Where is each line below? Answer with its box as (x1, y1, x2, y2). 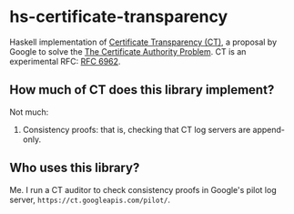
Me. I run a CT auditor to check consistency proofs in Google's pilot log (9, 184, 277, 195)
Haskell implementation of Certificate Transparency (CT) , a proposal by (9, 36, 278, 47)
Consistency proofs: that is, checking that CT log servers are (22, 124, 251, 135)
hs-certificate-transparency (9, 6, 228, 27)
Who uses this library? (9, 160, 140, 176)
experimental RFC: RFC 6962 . (9, 56, 121, 66)
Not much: (9, 107, 49, 117)
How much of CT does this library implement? (9, 82, 275, 97)
